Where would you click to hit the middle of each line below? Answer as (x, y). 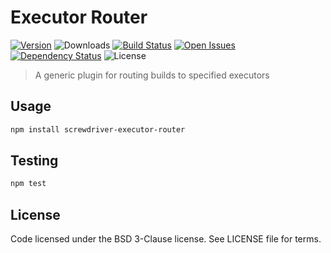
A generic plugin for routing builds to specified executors (152, 75)
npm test (28, 184)
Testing (34, 161)
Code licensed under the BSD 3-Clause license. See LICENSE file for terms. (166, 239)
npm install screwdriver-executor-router (98, 129)
